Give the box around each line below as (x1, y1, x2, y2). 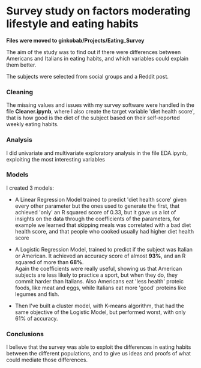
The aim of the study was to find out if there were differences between (6, 48, 181, 55)
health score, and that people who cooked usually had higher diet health (14, 228, 194, 235)
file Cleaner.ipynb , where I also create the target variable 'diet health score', (6, 108, 195, 115)
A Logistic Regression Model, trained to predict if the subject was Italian (14, 246, 193, 253)
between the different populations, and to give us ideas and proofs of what (6, 350, 191, 357)
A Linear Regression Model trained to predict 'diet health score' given (14, 196, 187, 203)
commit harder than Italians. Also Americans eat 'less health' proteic (14, 277, 184, 285)
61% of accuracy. (14, 315, 58, 322)
